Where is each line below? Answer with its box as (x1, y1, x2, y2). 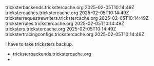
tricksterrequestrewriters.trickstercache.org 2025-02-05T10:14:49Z (5, 15, 149, 21)
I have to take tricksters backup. (5, 41, 73, 47)
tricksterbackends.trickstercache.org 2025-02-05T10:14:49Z (5, 5, 134, 10)
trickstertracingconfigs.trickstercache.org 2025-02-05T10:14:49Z (5, 31, 145, 37)
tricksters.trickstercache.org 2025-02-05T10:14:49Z (5, 26, 117, 32)
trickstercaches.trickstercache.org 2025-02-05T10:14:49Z (5, 10, 129, 16)
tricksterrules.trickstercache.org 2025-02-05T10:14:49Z (5, 20, 125, 26)
